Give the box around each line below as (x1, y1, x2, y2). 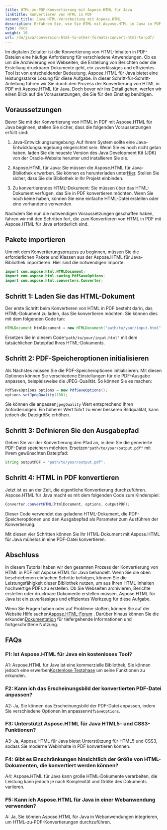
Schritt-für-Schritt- (112, 75, 151, 81)
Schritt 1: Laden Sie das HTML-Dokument (5, 292, 135, 301)
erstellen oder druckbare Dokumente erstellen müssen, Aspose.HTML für (5, 590, 156, 596)
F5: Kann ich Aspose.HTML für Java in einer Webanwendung (5, 796, 156, 803)
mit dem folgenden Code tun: (5, 316, 66, 322)
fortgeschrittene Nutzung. (5, 621, 59, 627)
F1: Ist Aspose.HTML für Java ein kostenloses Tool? (5, 651, 133, 658)
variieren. (5, 784, 25, 790)
